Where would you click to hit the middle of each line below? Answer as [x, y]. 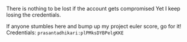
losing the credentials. [34, 15]
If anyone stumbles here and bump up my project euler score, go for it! [94, 26]
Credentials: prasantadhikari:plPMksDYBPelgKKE [65, 33]
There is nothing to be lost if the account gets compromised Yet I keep [93, 9]
